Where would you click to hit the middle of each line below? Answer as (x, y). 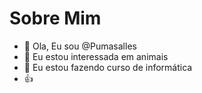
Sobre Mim (55, 18)
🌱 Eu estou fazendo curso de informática (108, 67)
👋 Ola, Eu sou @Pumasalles (80, 46)
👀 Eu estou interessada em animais (96, 56)
